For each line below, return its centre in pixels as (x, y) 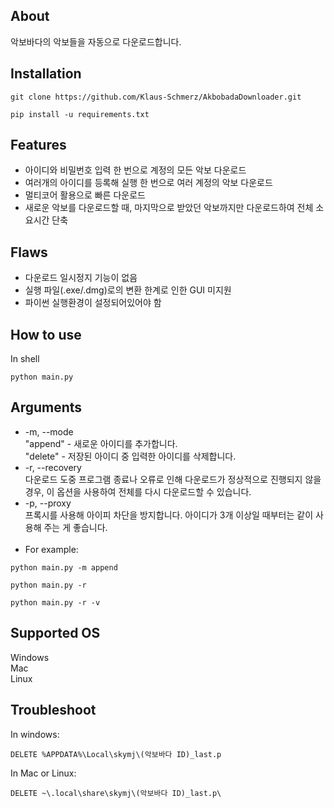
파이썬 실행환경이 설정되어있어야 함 (93, 303)
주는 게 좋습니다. (75, 527)
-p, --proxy (48, 503)
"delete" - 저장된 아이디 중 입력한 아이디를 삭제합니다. (130, 456)
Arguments (46, 407)
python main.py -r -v (55, 602)
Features (38, 145)
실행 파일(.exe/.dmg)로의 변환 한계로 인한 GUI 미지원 (128, 290)
